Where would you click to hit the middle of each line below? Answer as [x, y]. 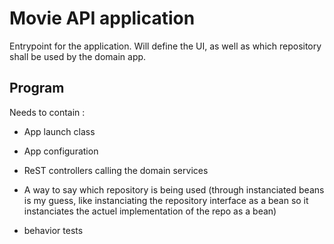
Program [37, 88]
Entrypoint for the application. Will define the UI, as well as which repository [165, 46]
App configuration [61, 151]
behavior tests [53, 230]
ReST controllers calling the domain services [116, 170]
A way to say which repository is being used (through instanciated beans [174, 189]
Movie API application [102, 18]
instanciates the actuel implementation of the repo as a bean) [150, 211]
